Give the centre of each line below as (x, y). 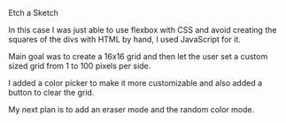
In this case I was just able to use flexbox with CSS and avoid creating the (143, 30)
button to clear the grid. (51, 92)
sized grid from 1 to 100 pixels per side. (80, 66)
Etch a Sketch (34, 13)
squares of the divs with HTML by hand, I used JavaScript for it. (124, 39)
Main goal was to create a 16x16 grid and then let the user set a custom (138, 56)
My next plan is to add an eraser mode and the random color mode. (131, 109)
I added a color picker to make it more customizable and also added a (135, 83)
